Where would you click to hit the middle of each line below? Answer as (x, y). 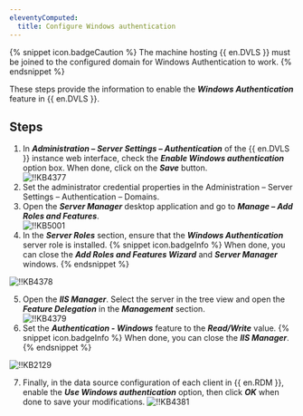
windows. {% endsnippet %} (76, 265)
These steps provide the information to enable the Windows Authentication (151, 89)
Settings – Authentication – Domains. (91, 197)
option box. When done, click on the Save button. (115, 168)
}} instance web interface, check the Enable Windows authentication (153, 159)
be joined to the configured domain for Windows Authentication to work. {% (151, 62)
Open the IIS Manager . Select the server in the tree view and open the (154, 299)
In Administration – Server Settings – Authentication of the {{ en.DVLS (156, 149)
